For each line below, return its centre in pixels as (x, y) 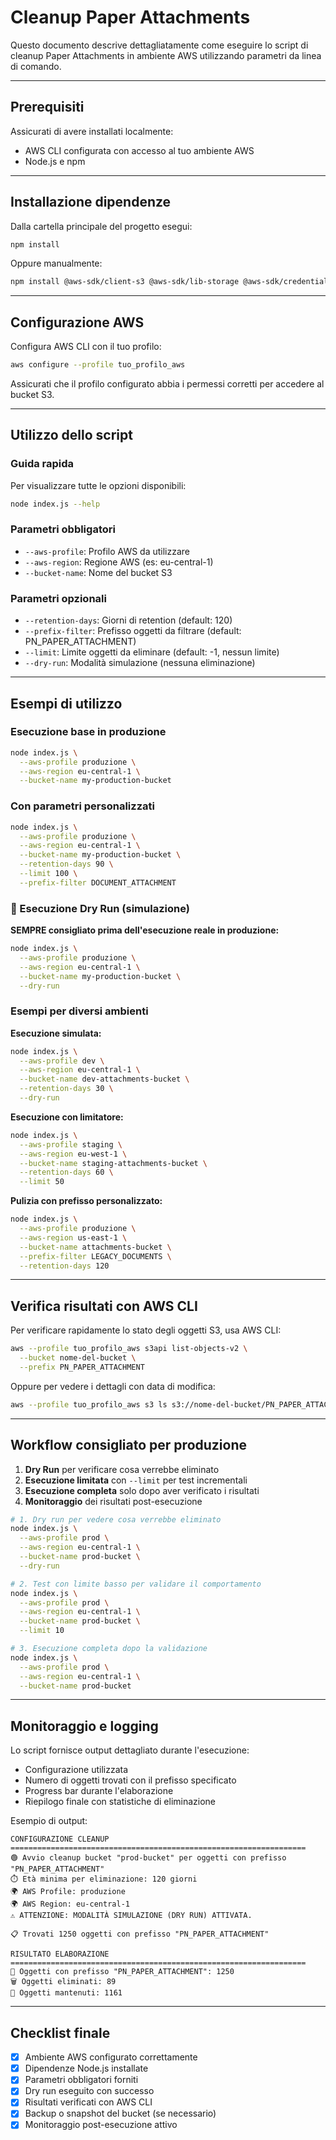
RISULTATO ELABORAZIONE (60, 1954)
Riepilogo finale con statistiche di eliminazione (120, 1802)
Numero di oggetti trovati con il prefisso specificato (130, 1780)
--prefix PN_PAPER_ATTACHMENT (82, 1367)
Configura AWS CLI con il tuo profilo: (86, 347)
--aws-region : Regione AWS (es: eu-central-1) (119, 562)
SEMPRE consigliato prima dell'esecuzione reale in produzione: (145, 930)
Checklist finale (60, 2032)
